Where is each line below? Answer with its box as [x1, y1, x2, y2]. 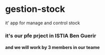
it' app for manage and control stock [5, 20, 80, 26]
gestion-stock [5, 3, 65, 15]
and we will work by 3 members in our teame [5, 45, 100, 51]
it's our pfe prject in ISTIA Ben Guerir [5, 32, 96, 39]
